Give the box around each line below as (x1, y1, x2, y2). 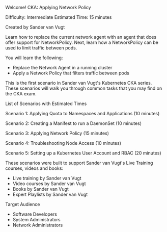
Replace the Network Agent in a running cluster (12, 65, 113, 70)
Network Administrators (12, 222, 63, 228)
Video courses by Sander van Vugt (12, 181, 86, 187)
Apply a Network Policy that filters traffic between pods (12, 70, 130, 76)
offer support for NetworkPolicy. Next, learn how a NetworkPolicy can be (5, 39, 159, 45)
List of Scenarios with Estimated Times (5, 100, 87, 107)
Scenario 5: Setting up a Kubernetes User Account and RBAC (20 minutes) (5, 150, 161, 156)
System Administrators (12, 217, 61, 222)
